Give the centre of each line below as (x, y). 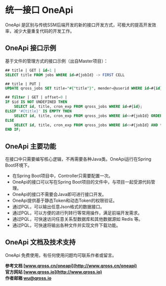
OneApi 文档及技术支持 (40, 242)
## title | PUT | (23, 84)
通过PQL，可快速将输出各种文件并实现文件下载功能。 (66, 225)
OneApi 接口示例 (31, 48)
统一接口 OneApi (39, 10)
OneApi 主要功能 (31, 146)
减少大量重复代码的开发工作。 (44, 31)
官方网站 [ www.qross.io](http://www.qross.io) (54, 272)
